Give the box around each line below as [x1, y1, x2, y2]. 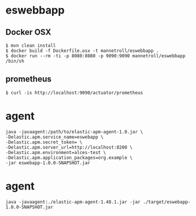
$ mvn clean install [5, 42, 57, 48]
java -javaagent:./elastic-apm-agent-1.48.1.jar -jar [5, 199, 141, 205]
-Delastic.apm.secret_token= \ [5, 139, 83, 145]
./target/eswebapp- [143, 199, 191, 205]
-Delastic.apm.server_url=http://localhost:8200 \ [5, 144, 133, 150]
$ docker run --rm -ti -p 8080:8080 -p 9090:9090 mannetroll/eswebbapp [5, 53, 185, 59]
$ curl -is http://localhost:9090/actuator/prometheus [5, 90, 143, 96]
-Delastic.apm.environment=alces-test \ [5, 149, 107, 155]
